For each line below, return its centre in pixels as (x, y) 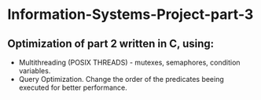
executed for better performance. (73, 87)
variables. (35, 71)
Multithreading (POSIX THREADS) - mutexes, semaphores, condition (129, 62)
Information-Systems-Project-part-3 (130, 15)
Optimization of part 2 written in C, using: (111, 44)
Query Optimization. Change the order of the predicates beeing (121, 79)
